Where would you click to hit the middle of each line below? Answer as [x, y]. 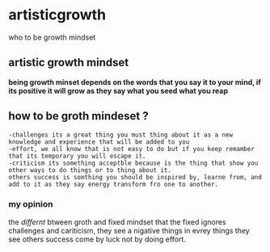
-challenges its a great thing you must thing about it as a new [120, 135]
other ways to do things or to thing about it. [90, 170]
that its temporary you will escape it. [78, 156]
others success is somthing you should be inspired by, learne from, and [135, 177]
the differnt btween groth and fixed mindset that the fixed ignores [117, 222]
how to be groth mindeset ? [78, 116]
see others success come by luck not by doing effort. [97, 239]
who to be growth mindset [52, 37]
